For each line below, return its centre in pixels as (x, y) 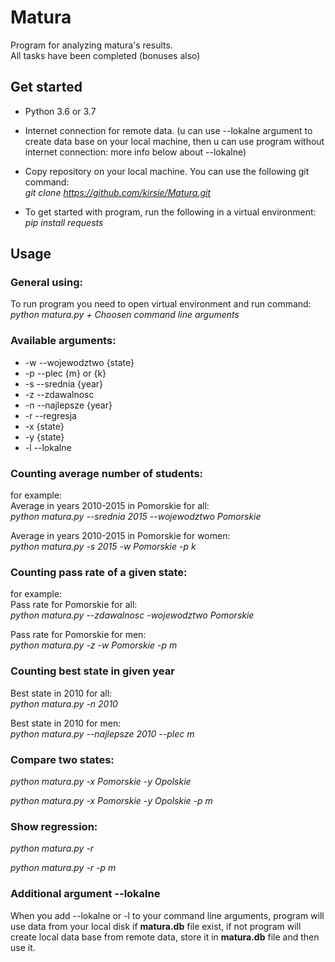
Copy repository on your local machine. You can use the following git (167, 171)
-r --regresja (50, 415)
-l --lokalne (48, 447)
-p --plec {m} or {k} (65, 373)
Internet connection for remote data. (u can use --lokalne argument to (168, 130)
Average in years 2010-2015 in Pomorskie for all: (110, 506)
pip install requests (64, 222)
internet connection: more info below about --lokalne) (135, 152)
